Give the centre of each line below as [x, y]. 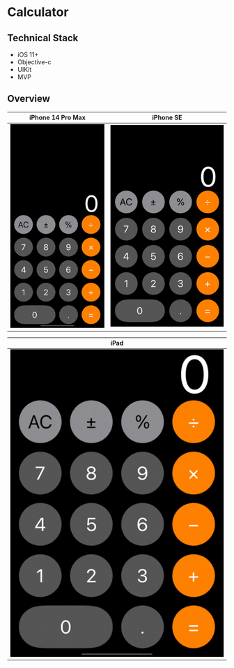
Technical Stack [43, 38]
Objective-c [34, 62]
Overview [29, 99]
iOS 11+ [28, 54]
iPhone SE [167, 118]
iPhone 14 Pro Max [57, 118]
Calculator [38, 12]
